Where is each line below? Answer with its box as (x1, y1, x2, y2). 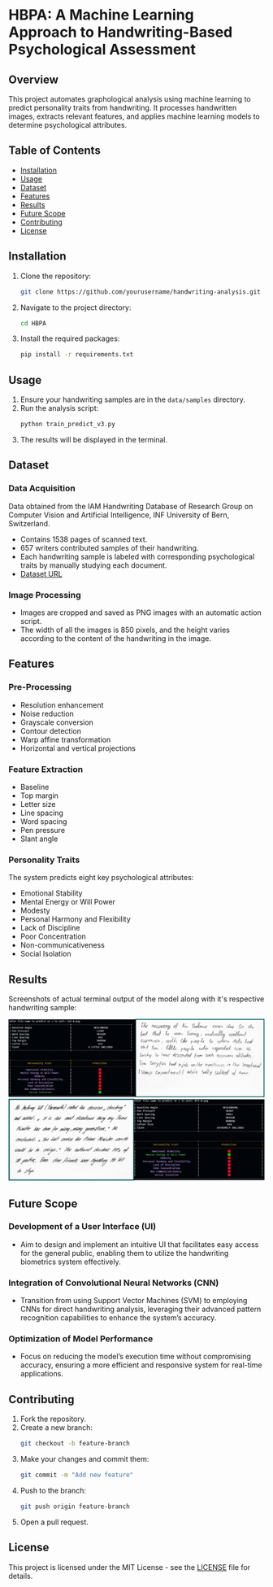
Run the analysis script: (19, 403, 99, 413)
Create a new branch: (19, 1423, 93, 1432)
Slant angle (19, 834, 58, 844)
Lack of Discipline (19, 923, 80, 933)
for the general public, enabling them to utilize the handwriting (19, 1248, 229, 1258)
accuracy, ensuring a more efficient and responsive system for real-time (19, 1360, 262, 1370)
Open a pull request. (19, 1517, 89, 1527)
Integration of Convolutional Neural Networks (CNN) (8, 1277, 219, 1288)
